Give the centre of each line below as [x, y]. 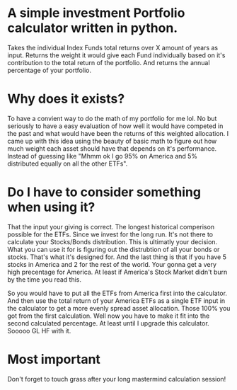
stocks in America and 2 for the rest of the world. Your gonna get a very [112, 264]
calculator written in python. [93, 28]
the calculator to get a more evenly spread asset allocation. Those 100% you [119, 308]
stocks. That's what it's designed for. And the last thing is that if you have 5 [117, 257]
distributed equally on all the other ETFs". [68, 164]
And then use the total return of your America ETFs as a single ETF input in [116, 300]
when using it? [51, 207]
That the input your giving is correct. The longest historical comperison [111, 226]
